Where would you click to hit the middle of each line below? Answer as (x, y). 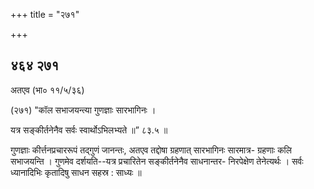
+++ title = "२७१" (45, 14)
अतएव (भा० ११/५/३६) (47, 90)
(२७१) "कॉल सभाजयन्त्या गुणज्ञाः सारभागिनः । (83, 110)
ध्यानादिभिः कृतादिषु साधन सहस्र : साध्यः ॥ (76, 172)
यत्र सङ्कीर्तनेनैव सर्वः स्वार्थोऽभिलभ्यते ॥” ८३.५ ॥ (89, 130)
